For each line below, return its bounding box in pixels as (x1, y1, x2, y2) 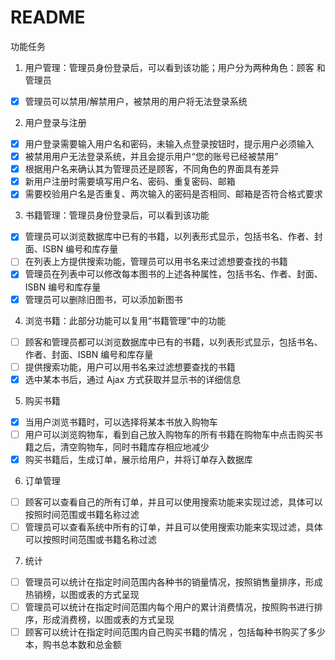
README (10, 6, 86, 29)
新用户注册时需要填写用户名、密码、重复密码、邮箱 (24, 176, 236, 188)
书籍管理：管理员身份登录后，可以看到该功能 (24, 209, 210, 221)
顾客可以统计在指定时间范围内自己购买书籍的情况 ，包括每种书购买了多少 (24, 626, 326, 638)
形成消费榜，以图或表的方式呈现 (42, 614, 175, 626)
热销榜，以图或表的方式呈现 (24, 589, 140, 601)
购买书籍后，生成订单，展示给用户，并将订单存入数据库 (24, 453, 253, 465)
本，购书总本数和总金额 (24, 639, 122, 651)
